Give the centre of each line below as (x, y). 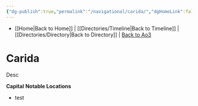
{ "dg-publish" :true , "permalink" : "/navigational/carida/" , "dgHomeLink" (95, 11)
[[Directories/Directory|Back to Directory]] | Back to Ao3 (83, 34)
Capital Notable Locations (39, 86)
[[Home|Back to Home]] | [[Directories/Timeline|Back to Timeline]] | (97, 28)
